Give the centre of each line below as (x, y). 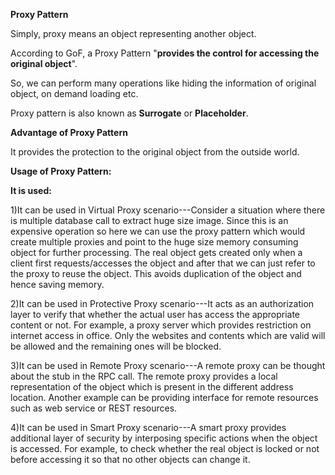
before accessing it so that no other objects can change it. (130, 459)
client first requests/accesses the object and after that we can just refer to (163, 263)
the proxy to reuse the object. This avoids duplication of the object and (156, 273)
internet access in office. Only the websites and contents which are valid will (168, 335)
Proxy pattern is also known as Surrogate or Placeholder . (129, 113)
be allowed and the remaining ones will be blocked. (116, 346)
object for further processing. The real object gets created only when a (156, 252)
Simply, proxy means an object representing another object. (133, 33)
